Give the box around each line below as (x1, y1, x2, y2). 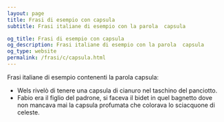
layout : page (7, 10, 45, 17)
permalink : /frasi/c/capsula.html (7, 54, 107, 62)
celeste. (16, 108, 40, 117)
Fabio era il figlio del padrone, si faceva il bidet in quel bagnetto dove (16, 93, 213, 101)
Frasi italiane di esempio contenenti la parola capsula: (7, 73, 159, 81)
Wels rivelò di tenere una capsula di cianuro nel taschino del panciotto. (16, 86, 218, 95)
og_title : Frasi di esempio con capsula (7, 35, 125, 42)
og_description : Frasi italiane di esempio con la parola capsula (7, 42, 205, 49)
